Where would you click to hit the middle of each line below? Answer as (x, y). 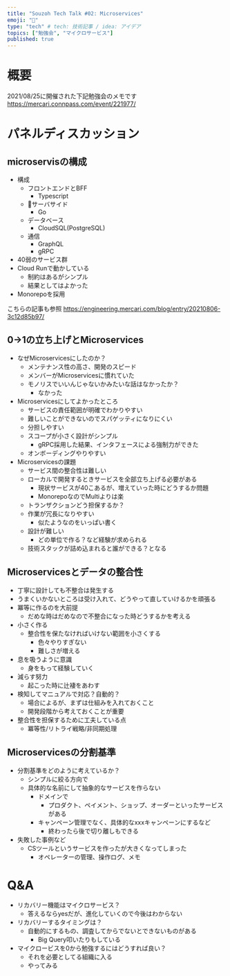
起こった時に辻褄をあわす (64, 685)
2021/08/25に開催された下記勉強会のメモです (72, 96)
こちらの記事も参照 (35, 309)
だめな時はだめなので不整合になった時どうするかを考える (109, 616)
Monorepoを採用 (41, 294)
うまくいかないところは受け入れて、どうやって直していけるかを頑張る (116, 598)
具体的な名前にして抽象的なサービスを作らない (94, 788)
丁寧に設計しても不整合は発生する (65, 590)
